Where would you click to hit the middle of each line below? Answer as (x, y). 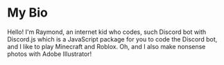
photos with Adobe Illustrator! (50, 54)
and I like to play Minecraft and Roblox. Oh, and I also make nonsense (106, 46)
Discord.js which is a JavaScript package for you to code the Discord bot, (112, 39)
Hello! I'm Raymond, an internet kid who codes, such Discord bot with (107, 32)
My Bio (28, 13)
